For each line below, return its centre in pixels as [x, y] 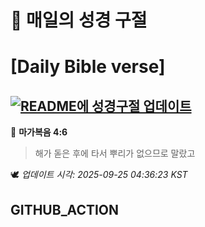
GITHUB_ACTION [65, 209]
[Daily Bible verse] [88, 67]
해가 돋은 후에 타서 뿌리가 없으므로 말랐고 [115, 153]
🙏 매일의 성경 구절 [79, 20]
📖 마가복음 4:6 [39, 132]
